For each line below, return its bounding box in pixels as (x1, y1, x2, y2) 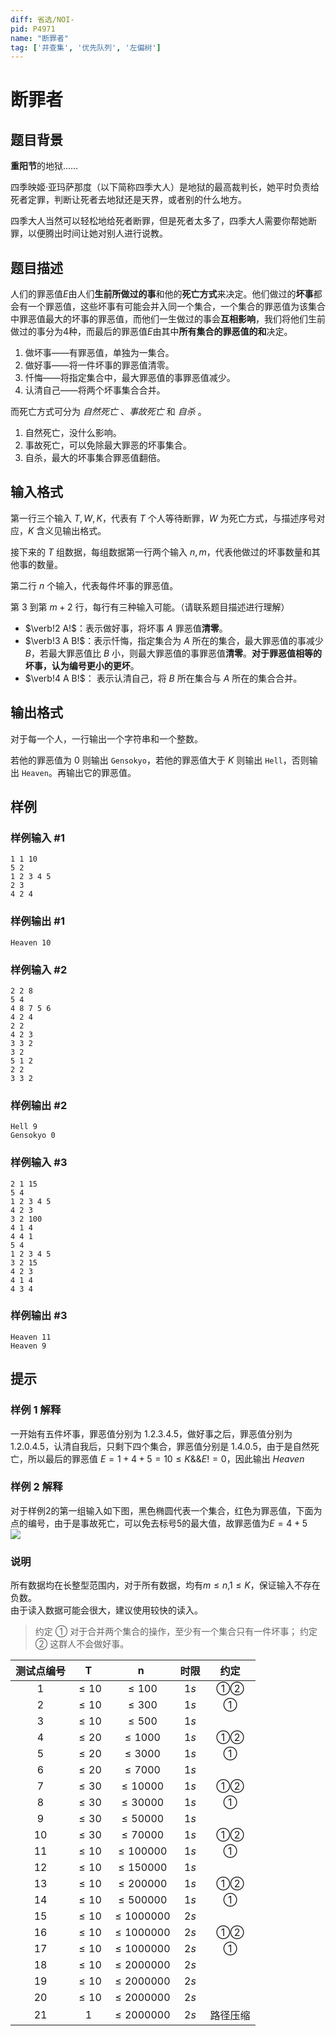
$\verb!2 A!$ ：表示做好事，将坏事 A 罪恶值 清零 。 (24, 622, 228, 634)
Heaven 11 (10, 1332, 52, 1342)
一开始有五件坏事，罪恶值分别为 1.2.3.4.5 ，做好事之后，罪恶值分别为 (10, 1427, 293, 1440)
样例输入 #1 (10, 831, 65, 845)
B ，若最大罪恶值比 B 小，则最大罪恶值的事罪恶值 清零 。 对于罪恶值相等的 (24, 647, 323, 659)
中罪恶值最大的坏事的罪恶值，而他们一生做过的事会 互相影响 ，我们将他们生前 (10, 313, 326, 325)
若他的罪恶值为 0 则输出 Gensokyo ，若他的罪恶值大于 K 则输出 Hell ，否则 (10, 754, 310, 766)
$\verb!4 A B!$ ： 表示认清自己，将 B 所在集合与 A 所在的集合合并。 (24, 672, 303, 684)
